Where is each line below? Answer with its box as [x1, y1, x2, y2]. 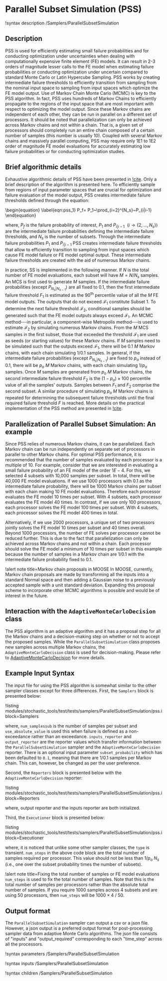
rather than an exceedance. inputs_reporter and [31, 733, 132, 739]
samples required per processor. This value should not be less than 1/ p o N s [5, 855, 160, 862]
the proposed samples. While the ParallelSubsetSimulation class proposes [5, 638, 161, 644]
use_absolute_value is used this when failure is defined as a [5, 728, 128, 734]
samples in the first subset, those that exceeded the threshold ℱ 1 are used [5, 331, 158, 339]
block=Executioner [5, 834, 44, 841]
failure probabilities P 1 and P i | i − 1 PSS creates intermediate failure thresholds [5, 240, 162, 247]
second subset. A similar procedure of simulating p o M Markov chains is [5, 388, 153, 395]
